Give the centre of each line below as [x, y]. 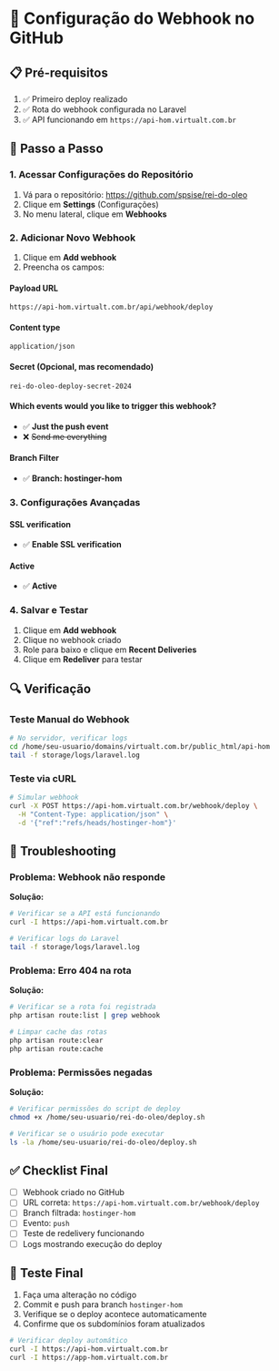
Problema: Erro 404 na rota [70, 970]
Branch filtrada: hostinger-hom [79, 1213]
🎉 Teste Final [46, 1273]
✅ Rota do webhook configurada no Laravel [104, 109]
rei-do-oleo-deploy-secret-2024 [70, 386]
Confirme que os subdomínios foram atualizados [114, 1324]
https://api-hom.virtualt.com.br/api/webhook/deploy [111, 307]
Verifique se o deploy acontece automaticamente [115, 1315]
